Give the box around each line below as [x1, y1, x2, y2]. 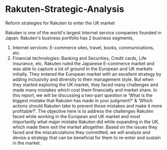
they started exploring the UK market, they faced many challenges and [12, 81, 158, 88]
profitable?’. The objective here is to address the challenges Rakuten [12, 108, 154, 114]
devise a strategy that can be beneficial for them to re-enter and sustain [12, 135, 161, 141]
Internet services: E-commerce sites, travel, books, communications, [12, 44, 154, 50]
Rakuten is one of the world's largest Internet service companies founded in [5, 29, 161, 35]
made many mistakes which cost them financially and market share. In [12, 87, 157, 93]
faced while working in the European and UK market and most [12, 113, 140, 119]
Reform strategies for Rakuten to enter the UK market [5, 20, 115, 26]
